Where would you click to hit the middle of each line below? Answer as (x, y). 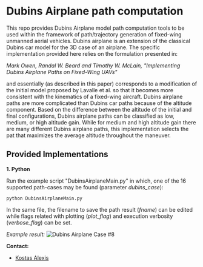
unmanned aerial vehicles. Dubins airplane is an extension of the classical (98, 41)
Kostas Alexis (32, 258)
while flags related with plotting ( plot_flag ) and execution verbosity (90, 216)
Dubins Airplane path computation (95, 11)
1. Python (18, 169)
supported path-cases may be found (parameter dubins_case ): (85, 187)
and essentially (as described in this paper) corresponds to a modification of (102, 84)
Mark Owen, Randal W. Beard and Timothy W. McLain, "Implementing (93, 66)
